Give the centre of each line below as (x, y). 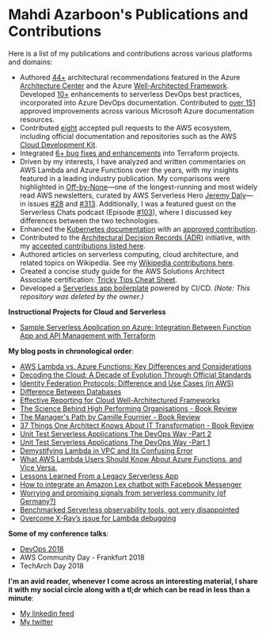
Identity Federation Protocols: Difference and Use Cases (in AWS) (127, 383)
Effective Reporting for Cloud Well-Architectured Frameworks (120, 400)
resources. (37, 119)
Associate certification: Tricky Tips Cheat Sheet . (99, 279)
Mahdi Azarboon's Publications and (128, 15)
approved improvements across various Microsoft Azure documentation (137, 111)
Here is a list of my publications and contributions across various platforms (130, 53)
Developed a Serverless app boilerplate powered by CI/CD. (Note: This (135, 288)
